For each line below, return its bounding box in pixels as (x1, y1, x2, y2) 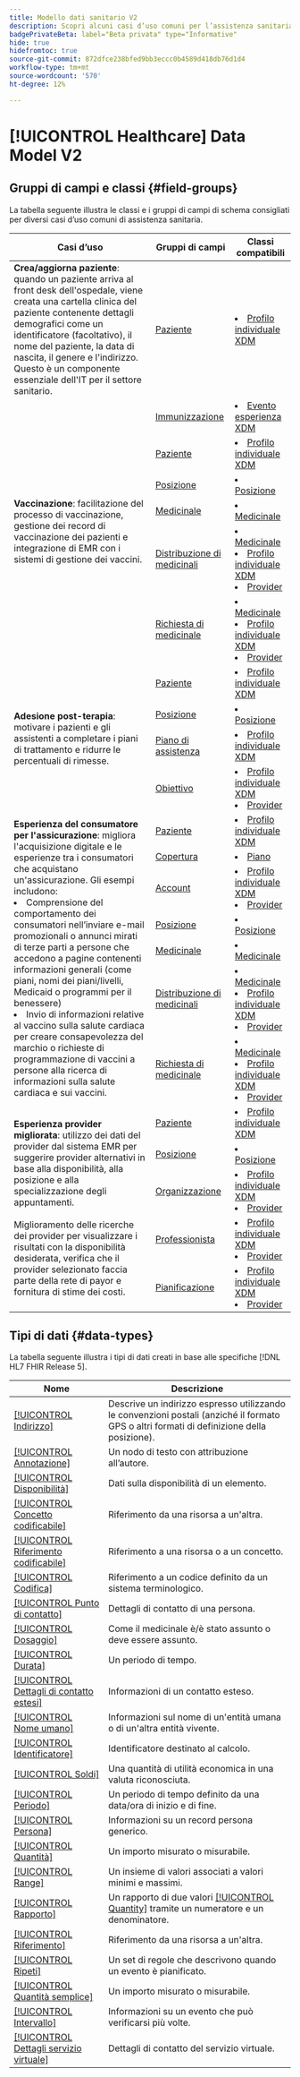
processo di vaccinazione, (13, 508, 124, 520)
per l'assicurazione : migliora (13, 829, 137, 842)
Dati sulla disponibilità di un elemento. (108, 1477, 267, 1490)
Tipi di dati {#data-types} (9, 1329, 154, 1344)
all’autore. (108, 1457, 149, 1469)
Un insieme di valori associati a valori (108, 1866, 263, 1878)
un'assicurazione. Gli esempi (13, 874, 135, 886)
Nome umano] (13, 1722, 74, 1735)
